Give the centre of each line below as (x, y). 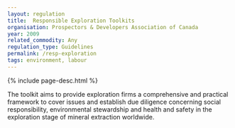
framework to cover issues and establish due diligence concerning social (114, 102)
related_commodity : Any (43, 41)
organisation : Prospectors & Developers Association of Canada (103, 27)
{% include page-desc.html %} (53, 80)
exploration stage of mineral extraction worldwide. (81, 117)
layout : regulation (36, 14)
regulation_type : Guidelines (50, 47)
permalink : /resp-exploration (52, 54)
